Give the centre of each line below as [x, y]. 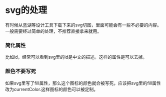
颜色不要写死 [21, 71]
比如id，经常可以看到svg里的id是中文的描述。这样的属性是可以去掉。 [76, 57]
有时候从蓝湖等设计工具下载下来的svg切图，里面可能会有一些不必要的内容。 [83, 25]
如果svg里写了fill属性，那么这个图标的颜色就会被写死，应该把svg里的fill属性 [83, 83]
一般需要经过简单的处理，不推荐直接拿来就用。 [53, 31]
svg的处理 [26, 10]
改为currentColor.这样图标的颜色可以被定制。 [52, 89]
